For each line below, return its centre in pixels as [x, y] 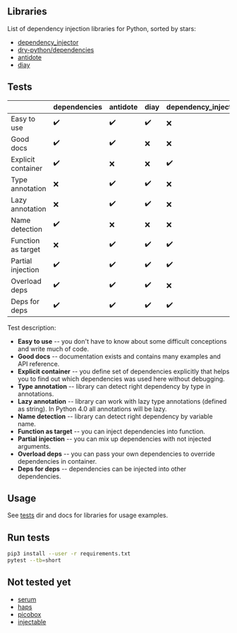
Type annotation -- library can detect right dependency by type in [114, 386]
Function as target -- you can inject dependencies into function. [111, 431]
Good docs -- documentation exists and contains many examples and [119, 356]
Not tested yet [39, 583]
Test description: [32, 327]
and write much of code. [53, 349]
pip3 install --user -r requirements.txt [69, 554]
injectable [32, 622]
